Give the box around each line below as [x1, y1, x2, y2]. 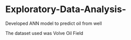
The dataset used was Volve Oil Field [5, 30, 83, 36]
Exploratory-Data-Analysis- [5, 4, 126, 15]
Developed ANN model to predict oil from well [5, 20, 102, 26]
